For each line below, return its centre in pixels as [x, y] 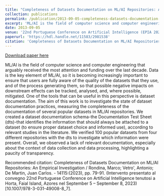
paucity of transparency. [30, 153]
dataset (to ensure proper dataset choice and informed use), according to [79, 127]
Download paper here [27, 55]
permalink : [16, 19]
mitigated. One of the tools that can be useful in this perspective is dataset [80, 96]
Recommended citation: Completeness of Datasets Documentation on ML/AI [82, 162]
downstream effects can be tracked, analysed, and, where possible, [73, 90]
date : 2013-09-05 [23, 28]
